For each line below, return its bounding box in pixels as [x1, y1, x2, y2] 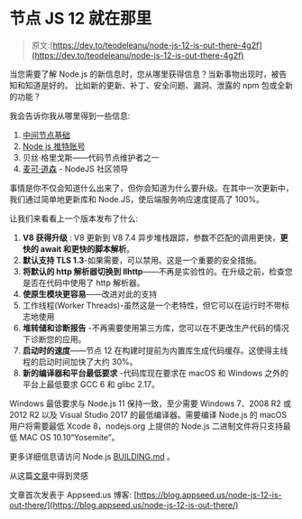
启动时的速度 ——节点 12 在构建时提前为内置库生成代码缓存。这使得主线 [22, 345, 288, 356]
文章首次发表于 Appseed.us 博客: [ [9, 489, 137, 500]
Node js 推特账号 [22, 141, 86, 152]
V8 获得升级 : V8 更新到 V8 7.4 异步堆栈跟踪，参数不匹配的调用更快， [22, 232, 281, 243]
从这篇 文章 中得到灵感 [9, 470, 88, 481]
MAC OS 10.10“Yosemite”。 [19, 431, 120, 442]
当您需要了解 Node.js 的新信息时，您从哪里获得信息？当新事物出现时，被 [9, 69, 279, 79]
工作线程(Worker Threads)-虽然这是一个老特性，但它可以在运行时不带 [22, 300, 282, 310]
